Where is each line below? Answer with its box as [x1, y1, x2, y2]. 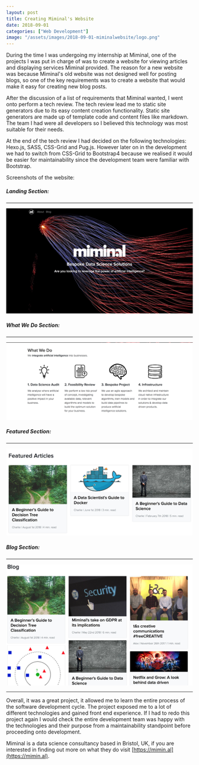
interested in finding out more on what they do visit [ [6, 746, 134, 753]
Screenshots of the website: [6, 174, 75, 181]
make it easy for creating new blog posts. [6, 83, 107, 90]
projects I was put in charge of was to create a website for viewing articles [6, 58, 188, 65]
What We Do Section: [6, 322, 60, 329]
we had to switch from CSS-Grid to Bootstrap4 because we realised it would [6, 150, 192, 157]
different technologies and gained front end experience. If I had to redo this [6, 709, 190, 716]
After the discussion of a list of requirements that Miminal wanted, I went [6, 95, 184, 102]
